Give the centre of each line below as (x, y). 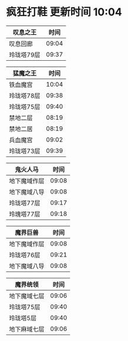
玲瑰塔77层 (25, 214)
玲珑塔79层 (25, 55)
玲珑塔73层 (25, 151)
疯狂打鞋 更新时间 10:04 (64, 12)
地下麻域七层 (27, 329)
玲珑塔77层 (25, 203)
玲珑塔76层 (25, 255)
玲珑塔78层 (25, 96)
